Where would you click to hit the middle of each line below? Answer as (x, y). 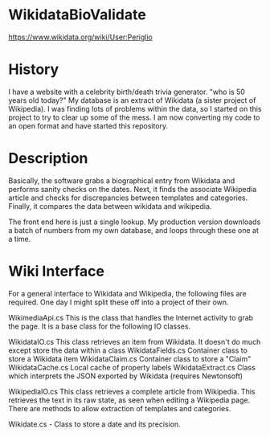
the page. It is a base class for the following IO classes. (100, 326)
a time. (20, 239)
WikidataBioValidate (77, 15)
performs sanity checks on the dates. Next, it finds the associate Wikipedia (133, 189)
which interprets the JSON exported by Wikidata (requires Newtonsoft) (126, 376)
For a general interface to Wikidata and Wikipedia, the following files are (127, 293)
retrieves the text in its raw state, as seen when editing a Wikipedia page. (129, 400)
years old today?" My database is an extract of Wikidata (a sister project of (132, 100)
